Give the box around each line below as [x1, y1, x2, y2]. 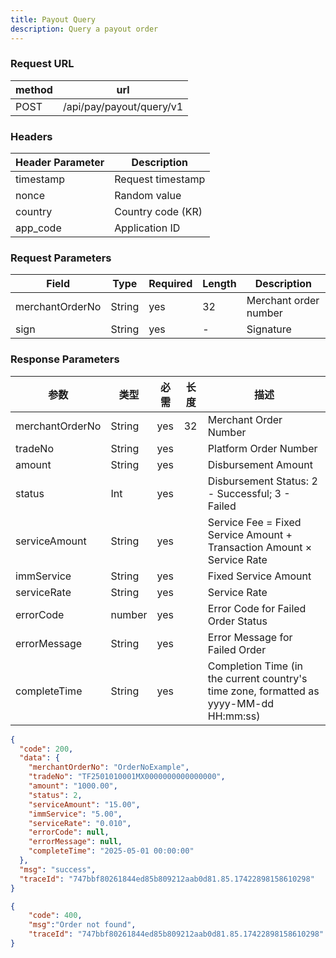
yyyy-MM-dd [207, 696, 275, 710]
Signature [246, 322, 292, 336]
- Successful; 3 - [207, 486, 291, 500]
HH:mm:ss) [207, 709, 261, 723]
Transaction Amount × [207, 540, 313, 554]
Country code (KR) [114, 205, 203, 219]
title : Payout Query [10, 14, 97, 25]
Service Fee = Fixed [207, 515, 302, 529]
